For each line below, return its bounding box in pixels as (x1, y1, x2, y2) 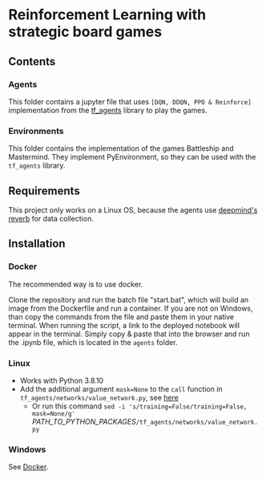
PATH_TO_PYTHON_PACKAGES (31, 416, 136, 426)
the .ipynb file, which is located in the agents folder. (8, 337, 178, 347)
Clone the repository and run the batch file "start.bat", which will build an (8, 294, 249, 304)
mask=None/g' (31, 409, 76, 418)
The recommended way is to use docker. (8, 279, 143, 289)
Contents (8, 55, 56, 68)
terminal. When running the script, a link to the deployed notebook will (8, 320, 240, 330)
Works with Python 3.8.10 (19, 375, 104, 385)
